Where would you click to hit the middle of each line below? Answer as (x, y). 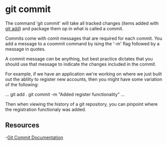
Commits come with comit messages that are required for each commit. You (84, 38)
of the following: (22, 85)
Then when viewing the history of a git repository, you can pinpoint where (81, 104)
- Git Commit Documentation (34, 137)
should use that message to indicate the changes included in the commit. (81, 64)
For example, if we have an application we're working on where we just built (83, 74)
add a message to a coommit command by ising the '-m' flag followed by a (82, 43)
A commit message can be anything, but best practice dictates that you (79, 58)
